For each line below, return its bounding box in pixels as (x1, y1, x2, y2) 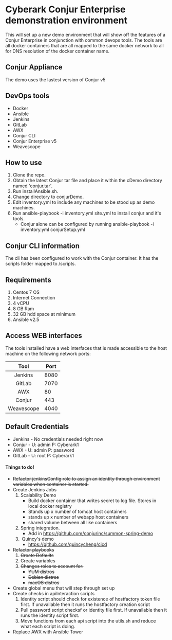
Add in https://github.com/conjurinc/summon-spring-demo (28, 530, 153, 536)
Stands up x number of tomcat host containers (28, 508, 127, 514)
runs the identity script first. (20, 612, 80, 618)
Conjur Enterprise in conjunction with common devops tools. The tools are (5, 37, 163, 43)
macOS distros (28, 579, 60, 585)
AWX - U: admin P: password (12, 447, 74, 453)
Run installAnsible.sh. (12, 188, 59, 194)
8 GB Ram (12, 306, 34, 312)
